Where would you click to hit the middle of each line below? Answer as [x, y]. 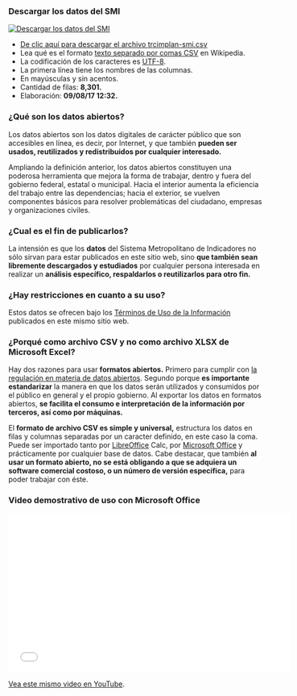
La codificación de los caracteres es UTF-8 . [93, 61]
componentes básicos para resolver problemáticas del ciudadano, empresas [135, 201]
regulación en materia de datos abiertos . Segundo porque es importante [129, 378]
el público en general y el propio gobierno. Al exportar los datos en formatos [135, 395]
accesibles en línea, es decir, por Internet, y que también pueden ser [123, 143]
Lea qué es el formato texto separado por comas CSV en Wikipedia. [132, 53]
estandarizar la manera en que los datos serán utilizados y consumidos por [134, 387]
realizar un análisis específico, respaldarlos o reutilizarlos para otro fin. [130, 274]
